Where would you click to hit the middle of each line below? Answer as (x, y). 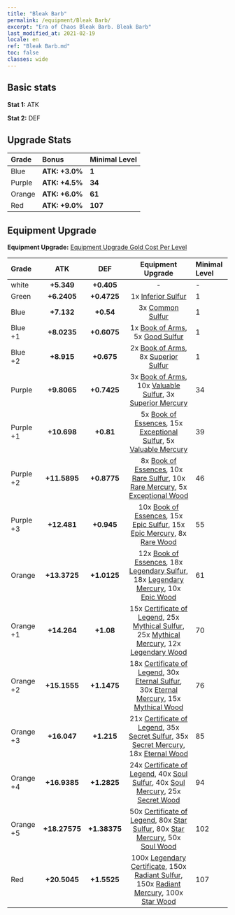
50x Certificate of (158, 811)
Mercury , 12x (158, 644)
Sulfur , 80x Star (159, 829)
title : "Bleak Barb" (37, 14)
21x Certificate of (158, 719)
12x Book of (159, 553)
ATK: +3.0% (62, 171)
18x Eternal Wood (159, 754)
